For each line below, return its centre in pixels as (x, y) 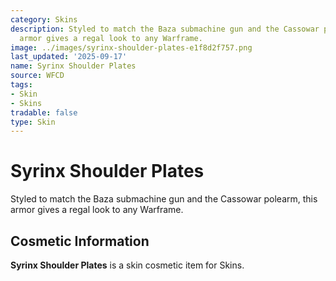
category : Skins (44, 19)
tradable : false (44, 112)
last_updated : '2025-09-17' (69, 57)
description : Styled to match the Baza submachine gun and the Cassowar (165, 29)
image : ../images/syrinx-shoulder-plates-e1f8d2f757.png (131, 47)
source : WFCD (37, 76)
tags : (21, 85)
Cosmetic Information (80, 241)
